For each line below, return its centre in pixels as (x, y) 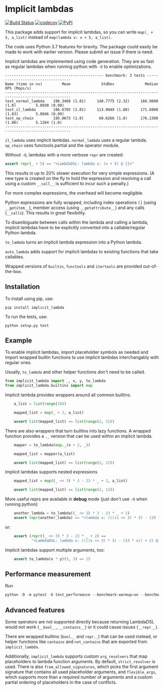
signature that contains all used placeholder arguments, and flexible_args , (81, 672)
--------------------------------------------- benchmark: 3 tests (75, 75)
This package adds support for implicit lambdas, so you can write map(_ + (79, 32)
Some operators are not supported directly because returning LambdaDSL (80, 622)
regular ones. (18, 363)
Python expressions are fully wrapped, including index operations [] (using (81, 202)
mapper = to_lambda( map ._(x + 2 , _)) (52, 445)
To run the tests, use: (26, 317)
